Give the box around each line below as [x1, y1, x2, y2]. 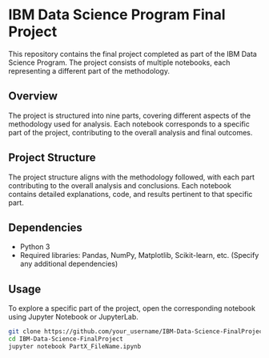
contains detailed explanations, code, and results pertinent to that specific [8, 189, 253, 199]
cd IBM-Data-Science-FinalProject [8, 335, 124, 344]
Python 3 [19, 242, 50, 251]
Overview [8, 90, 58, 103]
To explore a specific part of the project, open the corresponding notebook [8, 304, 256, 313]
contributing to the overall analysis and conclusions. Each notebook [8, 180, 232, 190]
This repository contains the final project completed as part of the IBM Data [8, 49, 258, 58]
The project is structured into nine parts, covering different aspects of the [8, 111, 251, 120]
